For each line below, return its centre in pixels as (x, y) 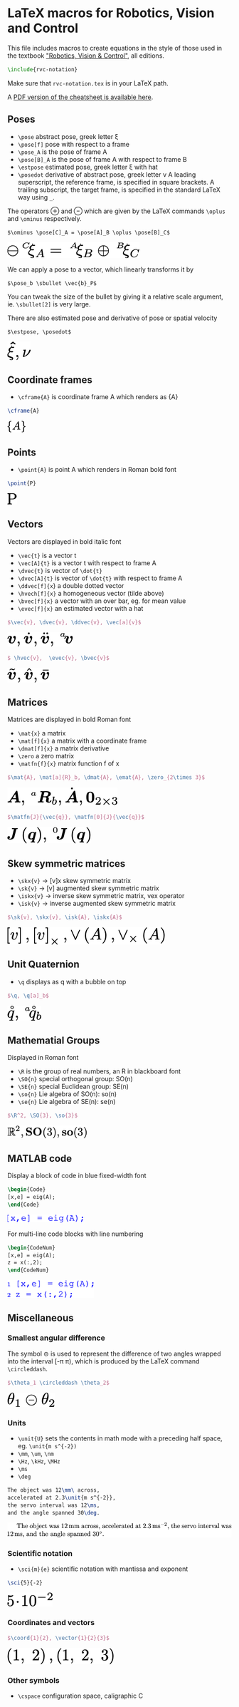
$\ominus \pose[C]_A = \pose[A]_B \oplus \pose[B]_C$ (89, 232)
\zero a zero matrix (46, 756)
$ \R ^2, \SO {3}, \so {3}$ (43, 1116)
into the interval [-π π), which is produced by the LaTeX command (103, 1361)
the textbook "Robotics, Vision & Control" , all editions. (86, 56)
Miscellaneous (41, 1317)
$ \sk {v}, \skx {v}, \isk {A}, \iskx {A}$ (65, 917)
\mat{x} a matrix (42, 733)
